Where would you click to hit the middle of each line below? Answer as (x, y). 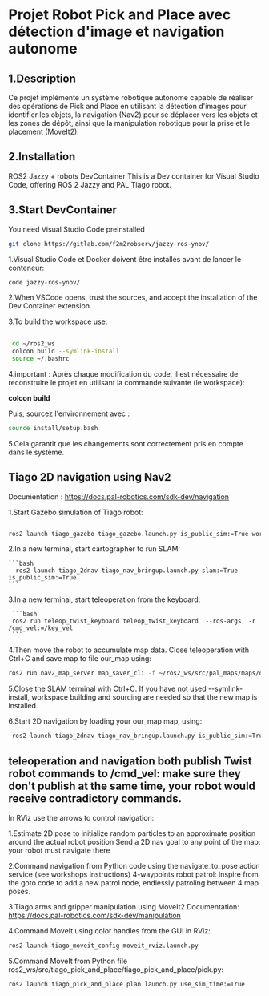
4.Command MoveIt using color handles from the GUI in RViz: (109, 931)
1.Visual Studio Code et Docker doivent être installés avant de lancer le (125, 259)
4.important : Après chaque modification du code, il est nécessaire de (123, 373)
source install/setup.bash (53, 428)
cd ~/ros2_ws (34, 344)
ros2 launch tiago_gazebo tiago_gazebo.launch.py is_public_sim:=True (128, 534)
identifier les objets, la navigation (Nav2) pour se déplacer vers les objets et (133, 115)
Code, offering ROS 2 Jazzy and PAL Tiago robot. (90, 184)
